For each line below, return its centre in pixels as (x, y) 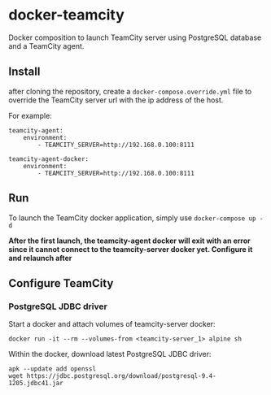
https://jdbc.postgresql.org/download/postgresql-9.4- (122, 376)
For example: (31, 115)
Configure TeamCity (61, 283)
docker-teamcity (66, 15)
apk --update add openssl (52, 369)
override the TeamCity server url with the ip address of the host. (116, 100)
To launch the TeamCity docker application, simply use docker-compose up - (136, 218)
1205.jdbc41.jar (36, 384)
